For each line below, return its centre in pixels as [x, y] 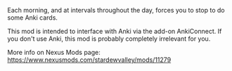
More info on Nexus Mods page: [54, 52]
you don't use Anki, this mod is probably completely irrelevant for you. [109, 39]
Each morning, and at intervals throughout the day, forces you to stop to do [116, 10]
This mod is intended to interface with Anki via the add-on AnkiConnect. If [115, 31]
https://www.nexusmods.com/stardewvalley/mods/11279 [89, 60]
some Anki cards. [33, 18]
